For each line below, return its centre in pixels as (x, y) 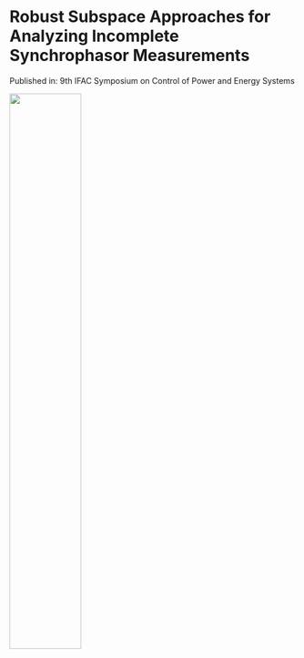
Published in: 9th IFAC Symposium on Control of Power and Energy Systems (152, 80)
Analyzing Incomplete (94, 36)
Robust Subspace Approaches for (140, 17)
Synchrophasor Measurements (130, 56)
